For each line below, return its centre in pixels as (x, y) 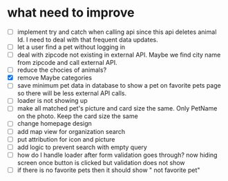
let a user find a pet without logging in (71, 47)
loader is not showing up (52, 101)
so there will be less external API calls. (72, 93)
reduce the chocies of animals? (62, 70)
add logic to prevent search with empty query (82, 147)
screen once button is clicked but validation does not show (101, 162)
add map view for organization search (71, 131)
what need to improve (71, 13)
